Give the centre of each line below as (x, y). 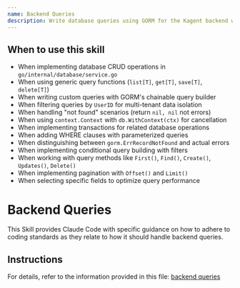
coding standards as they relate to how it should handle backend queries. (115, 237)
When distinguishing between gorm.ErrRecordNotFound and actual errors (124, 143)
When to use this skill (56, 50)
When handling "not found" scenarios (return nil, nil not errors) (114, 112)
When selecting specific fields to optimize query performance (109, 181)
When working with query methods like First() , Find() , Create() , (114, 158)
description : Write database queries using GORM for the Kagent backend (118, 21)
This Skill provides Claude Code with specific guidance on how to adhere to (119, 229)
